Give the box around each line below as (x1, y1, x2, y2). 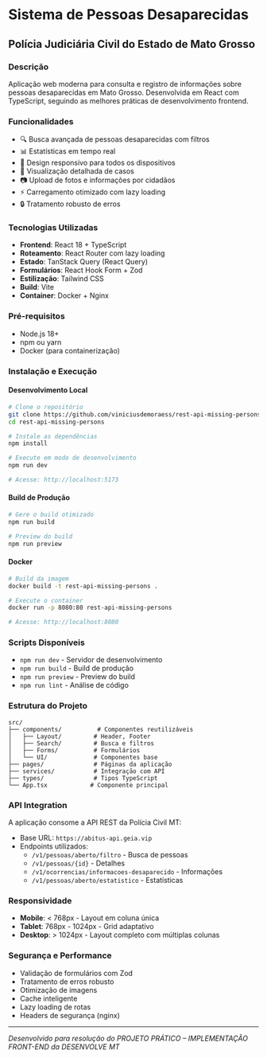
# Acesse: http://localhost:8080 (8, 619, 119, 627)
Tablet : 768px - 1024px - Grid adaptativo (19, 922, 154, 931)
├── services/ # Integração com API (8, 767, 165, 775)
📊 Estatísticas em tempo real (19, 146, 116, 156)
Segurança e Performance (8, 950, 113, 961)
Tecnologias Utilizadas (8, 222, 99, 233)
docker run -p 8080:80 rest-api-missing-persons (8, 603, 172, 612)
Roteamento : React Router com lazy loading (19, 248, 165, 258)
